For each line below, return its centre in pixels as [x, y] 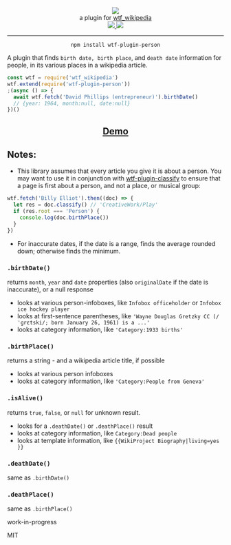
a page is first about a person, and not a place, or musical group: [109, 186]
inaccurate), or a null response [51, 289]
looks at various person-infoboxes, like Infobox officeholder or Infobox [119, 303]
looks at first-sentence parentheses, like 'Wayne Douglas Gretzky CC [113, 316]
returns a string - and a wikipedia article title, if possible [86, 360]
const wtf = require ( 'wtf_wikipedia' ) [63, 78]
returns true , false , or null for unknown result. [74, 412]
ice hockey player [43, 309]
